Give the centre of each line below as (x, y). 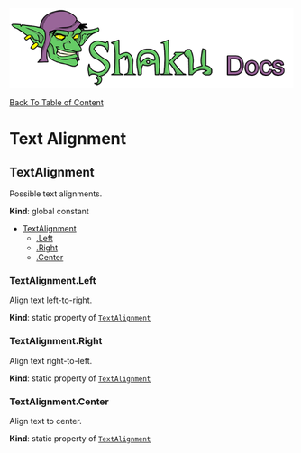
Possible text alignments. (56, 194)
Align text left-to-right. (51, 300)
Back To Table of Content (56, 103)
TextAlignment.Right (56, 341)
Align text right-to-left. (51, 360)
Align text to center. (46, 421)
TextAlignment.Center (59, 402)
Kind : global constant (50, 212)
